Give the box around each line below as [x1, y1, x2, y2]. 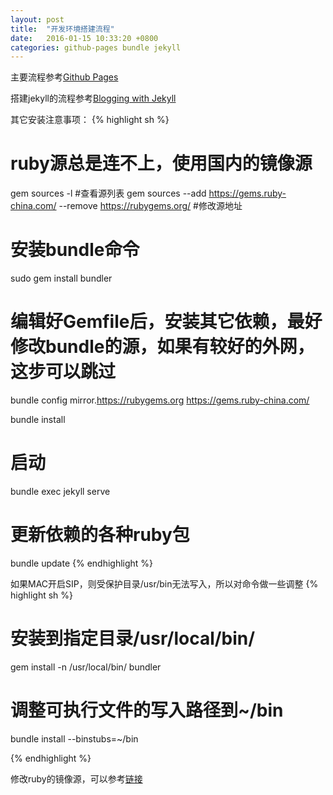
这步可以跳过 [10, 361, 117, 383]
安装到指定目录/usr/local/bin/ [10, 627, 256, 650]
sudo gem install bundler [10, 272, 113, 285]
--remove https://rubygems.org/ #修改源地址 [58, 200, 243, 212]
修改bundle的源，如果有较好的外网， [10, 336, 315, 358]
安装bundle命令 [10, 239, 140, 261]
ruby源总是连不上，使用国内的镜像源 [10, 152, 313, 175]
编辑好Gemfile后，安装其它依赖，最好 [10, 311, 323, 333]
